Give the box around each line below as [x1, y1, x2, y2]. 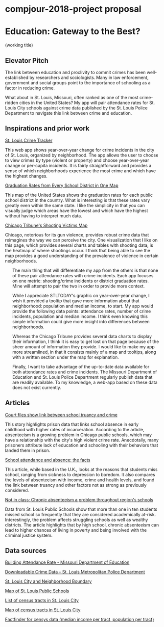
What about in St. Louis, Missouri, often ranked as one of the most [5, 94, 139, 100]
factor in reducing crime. [5, 85, 55, 91]
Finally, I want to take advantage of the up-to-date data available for [12, 364, 150, 369]
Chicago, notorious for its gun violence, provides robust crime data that [5, 232, 149, 237]
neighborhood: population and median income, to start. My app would [12, 303, 153, 309]
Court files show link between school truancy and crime [5, 412, 117, 418]
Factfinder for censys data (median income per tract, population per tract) [5, 617, 154, 623]
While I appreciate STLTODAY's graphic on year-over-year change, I [12, 292, 150, 298]
